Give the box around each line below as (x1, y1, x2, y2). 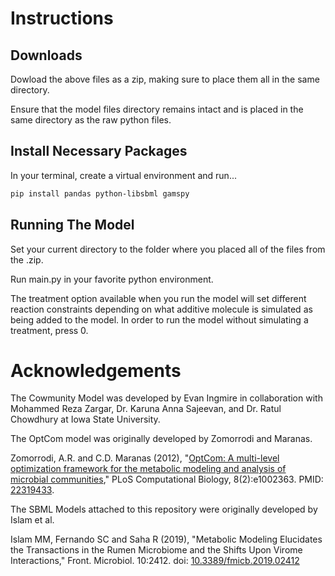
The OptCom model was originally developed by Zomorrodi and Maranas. (10, 433, 313, 445)
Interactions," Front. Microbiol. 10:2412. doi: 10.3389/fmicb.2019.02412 (10, 555, 300, 567)
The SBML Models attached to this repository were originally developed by (10, 503, 318, 516)
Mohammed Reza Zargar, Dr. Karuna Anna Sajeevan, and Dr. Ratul (10, 403, 282, 415)
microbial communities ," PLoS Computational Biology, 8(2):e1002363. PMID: (10, 473, 324, 486)
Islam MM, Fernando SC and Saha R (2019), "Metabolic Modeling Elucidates (10, 533, 323, 546)
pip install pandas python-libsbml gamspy (10, 188, 190, 199)
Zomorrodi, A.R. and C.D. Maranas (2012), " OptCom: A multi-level (10, 452, 280, 464)
